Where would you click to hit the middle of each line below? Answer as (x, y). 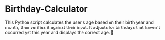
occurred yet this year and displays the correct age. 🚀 (59, 32)
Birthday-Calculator (46, 9)
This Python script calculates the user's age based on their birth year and (79, 22)
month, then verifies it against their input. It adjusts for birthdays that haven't (82, 27)
